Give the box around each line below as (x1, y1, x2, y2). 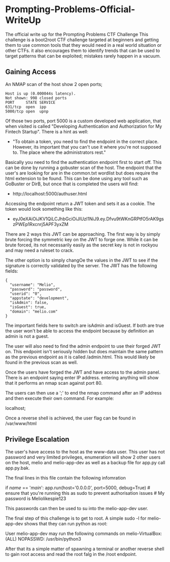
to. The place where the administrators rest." (12, 149, 106, 155)
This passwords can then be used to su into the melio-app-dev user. (5, 505, 149, 511)
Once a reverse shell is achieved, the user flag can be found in (5, 415, 136, 421)
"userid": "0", (10, 291, 42, 296)
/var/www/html (5, 420, 37, 426)
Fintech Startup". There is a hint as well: (5, 128, 89, 134)
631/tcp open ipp (5, 104, 47, 109)
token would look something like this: (5, 206, 83, 212)
